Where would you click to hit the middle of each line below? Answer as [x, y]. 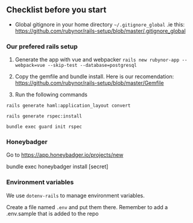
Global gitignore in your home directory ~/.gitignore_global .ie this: [100, 24]
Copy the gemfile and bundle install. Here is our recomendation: [94, 77]
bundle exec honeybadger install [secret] [57, 167]
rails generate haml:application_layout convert [68, 106]
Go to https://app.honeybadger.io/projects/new [65, 155]
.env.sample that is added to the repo [52, 213]
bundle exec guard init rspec [44, 127]
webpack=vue [30, 66]
